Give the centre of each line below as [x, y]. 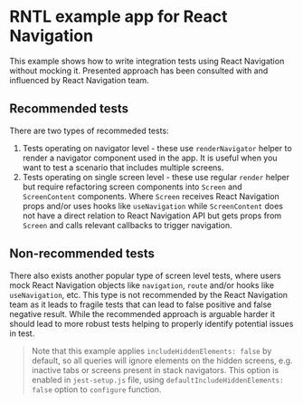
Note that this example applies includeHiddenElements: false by [151, 351]
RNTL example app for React [118, 17]
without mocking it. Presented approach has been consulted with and [139, 71]
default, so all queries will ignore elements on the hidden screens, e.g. [162, 361]
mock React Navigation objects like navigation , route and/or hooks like [142, 285]
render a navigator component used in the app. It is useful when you [150, 158]
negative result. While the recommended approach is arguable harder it [142, 313]
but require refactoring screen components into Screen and [132, 187]
